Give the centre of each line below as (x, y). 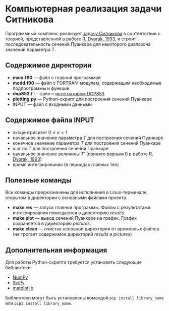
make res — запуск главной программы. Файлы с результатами (81, 208)
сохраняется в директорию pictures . (52, 224)
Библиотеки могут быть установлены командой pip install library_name (84, 298)
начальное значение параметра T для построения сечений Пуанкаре (88, 138)
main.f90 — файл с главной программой (57, 77)
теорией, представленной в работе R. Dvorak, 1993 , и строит (71, 39)
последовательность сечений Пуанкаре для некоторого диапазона (78, 44)
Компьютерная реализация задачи (83, 9)
